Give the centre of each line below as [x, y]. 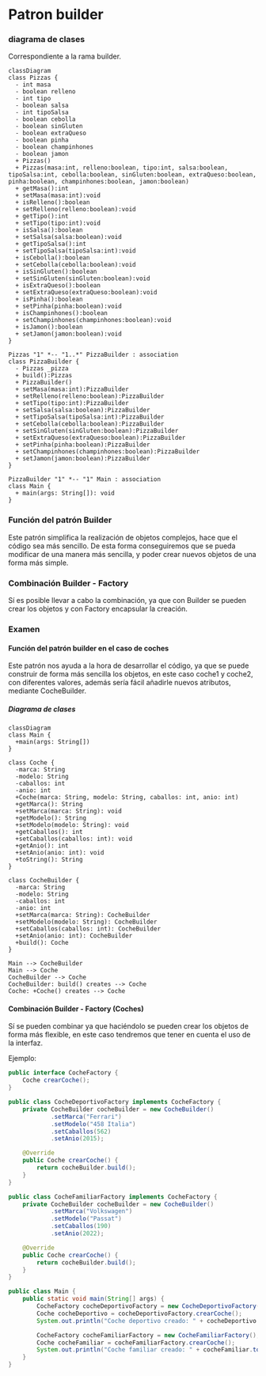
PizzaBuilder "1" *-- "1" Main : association [84, 480]
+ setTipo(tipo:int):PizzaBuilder [72, 404]
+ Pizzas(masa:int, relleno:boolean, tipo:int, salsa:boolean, [122, 168]
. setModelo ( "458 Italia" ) [93, 1124]
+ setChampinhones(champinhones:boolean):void [93, 320]
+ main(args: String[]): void [65, 493]
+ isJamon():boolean [49, 327]
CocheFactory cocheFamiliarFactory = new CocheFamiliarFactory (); [148, 1335]
